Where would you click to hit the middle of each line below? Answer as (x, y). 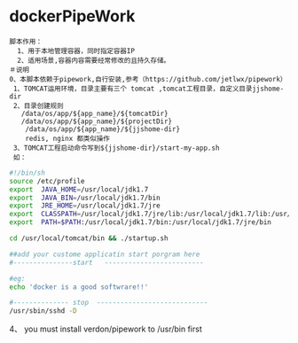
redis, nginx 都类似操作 (68, 138)
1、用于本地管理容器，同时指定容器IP (76, 51)
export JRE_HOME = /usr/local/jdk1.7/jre (85, 206)
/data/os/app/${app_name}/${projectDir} (97, 121)
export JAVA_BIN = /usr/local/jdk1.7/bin (85, 198)
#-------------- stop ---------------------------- (109, 303)
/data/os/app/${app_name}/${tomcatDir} (94, 113)
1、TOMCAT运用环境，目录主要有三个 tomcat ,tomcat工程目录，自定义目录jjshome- (149, 89)
